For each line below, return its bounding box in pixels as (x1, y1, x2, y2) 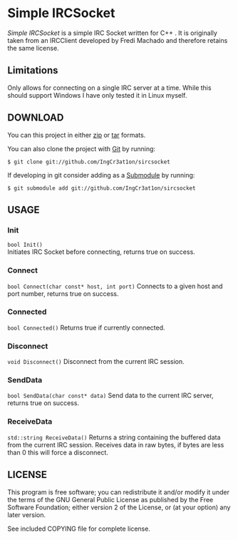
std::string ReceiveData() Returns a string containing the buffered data (7, 433, 221, 442)
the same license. (7, 44, 59, 52)
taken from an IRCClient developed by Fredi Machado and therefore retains (7, 36, 228, 44)
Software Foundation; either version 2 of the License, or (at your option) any (7, 503, 231, 511)
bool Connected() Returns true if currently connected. (7, 323, 165, 332)
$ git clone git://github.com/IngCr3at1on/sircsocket (7, 158, 171, 165)
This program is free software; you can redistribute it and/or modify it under (7, 487, 230, 496)
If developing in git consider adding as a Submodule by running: (7, 170, 195, 179)
